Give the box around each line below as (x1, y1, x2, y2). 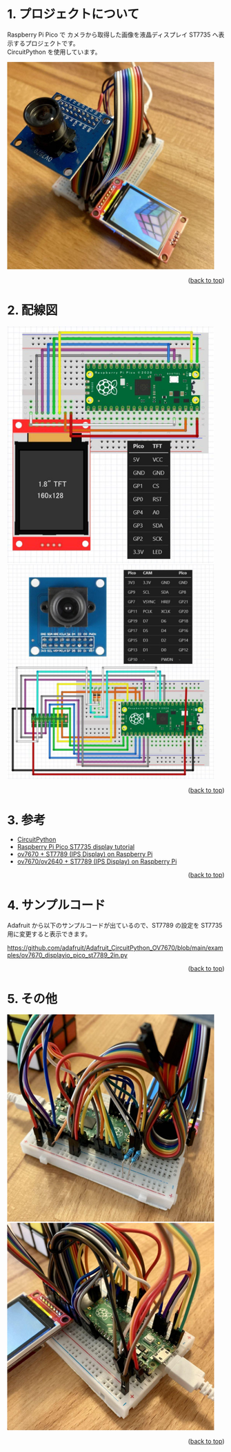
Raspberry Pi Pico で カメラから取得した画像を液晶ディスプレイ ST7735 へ (7, 30, 219, 39)
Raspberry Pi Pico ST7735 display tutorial (17, 843, 135, 851)
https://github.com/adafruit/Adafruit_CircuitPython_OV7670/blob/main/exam (7, 944, 223, 952)
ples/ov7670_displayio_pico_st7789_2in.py (7, 951, 128, 959)
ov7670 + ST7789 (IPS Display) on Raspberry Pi (17, 850, 153, 859)
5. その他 (7, 991, 57, 1006)
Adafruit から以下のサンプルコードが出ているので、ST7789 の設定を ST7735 (7, 921, 223, 930)
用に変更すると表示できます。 (7, 930, 92, 938)
